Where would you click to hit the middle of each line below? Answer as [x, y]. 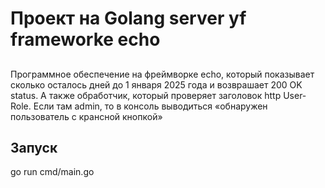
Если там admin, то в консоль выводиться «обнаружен [150, 106]
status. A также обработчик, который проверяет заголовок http [146, 95]
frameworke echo [85, 39]
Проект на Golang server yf [128, 18]
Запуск [34, 147]
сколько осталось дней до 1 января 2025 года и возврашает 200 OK [156, 84]
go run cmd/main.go [52, 172]
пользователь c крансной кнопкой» [86, 116]
